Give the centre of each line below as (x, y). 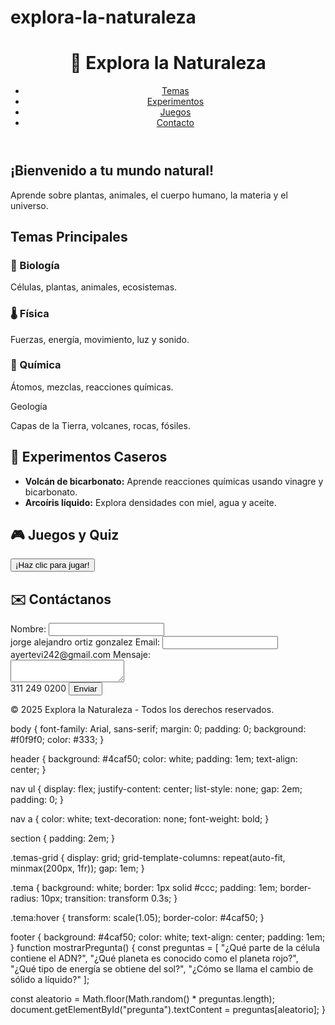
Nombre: (28, 629)
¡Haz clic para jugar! (52, 565)
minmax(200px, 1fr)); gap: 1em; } (77, 868)
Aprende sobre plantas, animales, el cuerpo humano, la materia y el (149, 195)
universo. (29, 205)
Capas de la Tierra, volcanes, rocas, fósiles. (100, 425)
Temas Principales (69, 236)
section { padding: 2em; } (63, 838)
